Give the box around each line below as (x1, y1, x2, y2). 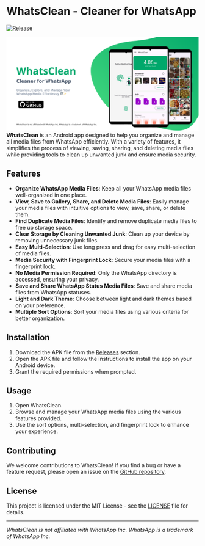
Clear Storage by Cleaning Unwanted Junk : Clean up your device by (15, 230, 190, 238)
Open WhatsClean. (15, 402, 63, 409)
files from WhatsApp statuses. (15, 288, 92, 296)
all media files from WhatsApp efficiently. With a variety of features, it (6, 138, 181, 145)
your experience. (15, 428, 58, 435)
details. (6, 509, 25, 516)
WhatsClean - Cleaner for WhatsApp (6, 4, 196, 18)
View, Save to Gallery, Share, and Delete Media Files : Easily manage (15, 197, 189, 205)
